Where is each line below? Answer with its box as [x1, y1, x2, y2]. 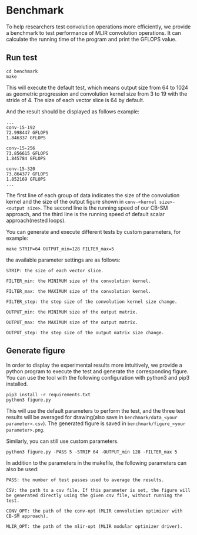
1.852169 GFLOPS [6, 176, 46, 182]
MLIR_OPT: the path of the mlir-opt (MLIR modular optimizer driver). [6, 523, 183, 529]
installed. [6, 380, 28, 387]
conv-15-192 [6, 125, 35, 131]
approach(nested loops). [6, 217, 66, 224]
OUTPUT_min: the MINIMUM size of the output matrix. [6, 309, 138, 315]
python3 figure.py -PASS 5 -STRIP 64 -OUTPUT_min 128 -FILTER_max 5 [6, 449, 178, 455]
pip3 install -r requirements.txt [6, 392, 91, 397]
